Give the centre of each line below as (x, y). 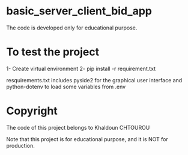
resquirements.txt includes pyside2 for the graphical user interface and (94, 80)
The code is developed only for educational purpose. (72, 28)
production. (20, 145)
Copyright (32, 111)
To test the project (53, 52)
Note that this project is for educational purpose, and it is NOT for (87, 139)
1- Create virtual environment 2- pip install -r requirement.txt (81, 68)
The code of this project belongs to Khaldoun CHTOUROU (78, 127)
